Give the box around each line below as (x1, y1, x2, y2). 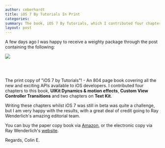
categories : (5, 16, 29, 21)
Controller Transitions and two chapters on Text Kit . (5, 93, 112, 99)
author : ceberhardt (5, 7, 45, 12)
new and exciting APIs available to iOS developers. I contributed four (5, 83, 144, 89)
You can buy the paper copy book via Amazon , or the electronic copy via (5, 123, 153, 128)
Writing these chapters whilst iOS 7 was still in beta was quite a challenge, (5, 102, 155, 108)
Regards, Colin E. (5, 137, 40, 143)
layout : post (5, 25, 32, 30)
